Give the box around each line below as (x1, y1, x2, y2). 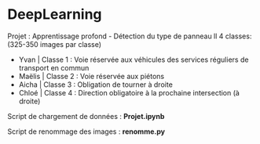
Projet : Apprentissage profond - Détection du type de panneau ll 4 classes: (7, 31, 252, 41)
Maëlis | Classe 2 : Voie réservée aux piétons (18, 71, 165, 81)
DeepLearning (7, 5, 103, 23)
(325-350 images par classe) (7, 39, 102, 49)
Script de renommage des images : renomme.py (7, 127, 166, 136)
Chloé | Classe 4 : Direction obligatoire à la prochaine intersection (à (18, 88, 240, 97)
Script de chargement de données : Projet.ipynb (7, 111, 165, 121)
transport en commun (18, 63, 90, 72)
